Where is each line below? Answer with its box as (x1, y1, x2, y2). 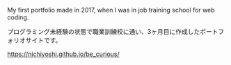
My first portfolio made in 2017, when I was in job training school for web (7, 6, 215, 14)
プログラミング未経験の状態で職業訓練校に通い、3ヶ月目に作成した (7, 28, 200, 35)
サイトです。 (25, 36, 62, 44)
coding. (7, 13, 29, 21)
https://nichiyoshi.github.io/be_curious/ (7, 50, 120, 58)
